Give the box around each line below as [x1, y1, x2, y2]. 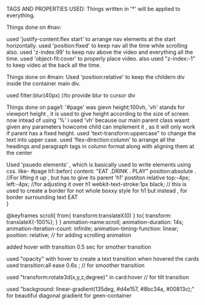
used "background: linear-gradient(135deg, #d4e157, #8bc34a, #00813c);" [6, 285, 195, 293]
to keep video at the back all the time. [6, 61, 101, 69]
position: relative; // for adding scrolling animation [6, 232, 132, 238]
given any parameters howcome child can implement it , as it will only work [6, 123, 196, 130]
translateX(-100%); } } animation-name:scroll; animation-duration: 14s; [6, 219, 184, 225]
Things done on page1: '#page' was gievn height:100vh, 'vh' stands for [6, 104, 185, 111]
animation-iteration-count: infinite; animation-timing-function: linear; [6, 225, 179, 232]
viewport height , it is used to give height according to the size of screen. [6, 110, 191, 117]
